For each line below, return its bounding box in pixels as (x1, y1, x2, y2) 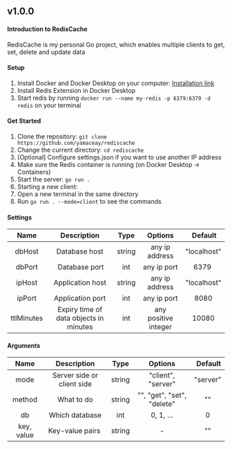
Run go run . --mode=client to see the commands (17, 197, 162, 205)
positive (147, 313, 174, 323)
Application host (53, 278, 107, 288)
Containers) (17, 168, 51, 176)
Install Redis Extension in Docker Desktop (17, 86, 136, 94)
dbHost (14, 247, 39, 256)
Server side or (52, 371, 99, 380)
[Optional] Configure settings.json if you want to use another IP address (17, 153, 222, 161)
